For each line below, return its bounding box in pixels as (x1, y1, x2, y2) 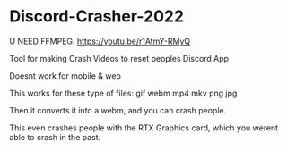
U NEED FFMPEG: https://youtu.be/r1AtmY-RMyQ (9, 36, 191, 46)
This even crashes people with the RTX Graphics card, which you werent (9, 122, 279, 133)
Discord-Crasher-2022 (9, 6, 185, 27)
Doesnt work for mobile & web (9, 70, 121, 81)
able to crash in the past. (9, 131, 101, 142)
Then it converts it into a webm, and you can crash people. (9, 105, 227, 115)
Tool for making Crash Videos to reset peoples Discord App (9, 53, 230, 63)
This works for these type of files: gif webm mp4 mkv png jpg (9, 88, 238, 98)
